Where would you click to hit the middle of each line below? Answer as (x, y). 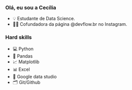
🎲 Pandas (23, 56)
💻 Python (23, 49)
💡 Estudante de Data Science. (44, 19)
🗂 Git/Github (26, 82)
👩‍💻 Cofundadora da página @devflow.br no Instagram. (70, 24)
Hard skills (19, 37)
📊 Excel (21, 69)
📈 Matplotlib (26, 62)
